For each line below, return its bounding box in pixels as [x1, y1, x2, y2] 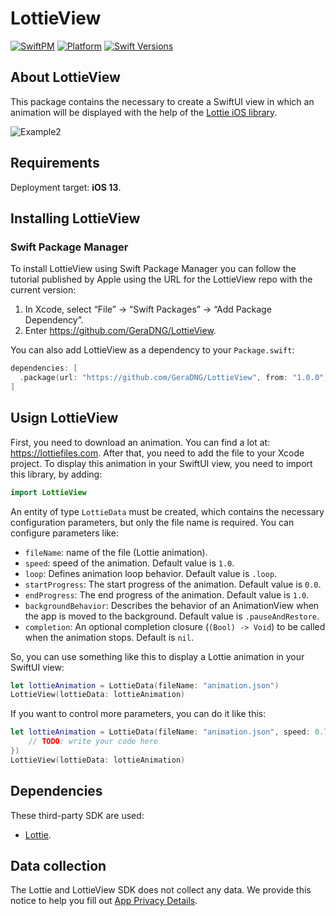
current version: [10, 284, 77, 296]
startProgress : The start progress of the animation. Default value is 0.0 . [24, 578, 322, 590]
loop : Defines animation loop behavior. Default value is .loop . [24, 567, 278, 579]
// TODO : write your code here [28, 737, 159, 747]
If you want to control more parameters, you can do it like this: [10, 708, 267, 720]
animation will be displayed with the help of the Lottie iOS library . [10, 106, 278, 118]
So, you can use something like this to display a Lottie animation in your [10, 650, 305, 662]
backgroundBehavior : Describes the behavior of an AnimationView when [24, 599, 320, 611]
